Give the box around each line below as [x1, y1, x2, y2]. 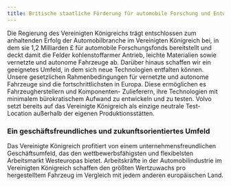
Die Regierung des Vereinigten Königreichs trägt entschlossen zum [7, 29, 197, 37]
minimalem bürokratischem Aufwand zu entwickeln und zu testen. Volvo [7, 94, 212, 103]
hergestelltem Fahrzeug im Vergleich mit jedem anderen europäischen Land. [7, 171, 223, 179]
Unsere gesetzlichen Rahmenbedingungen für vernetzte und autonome [7, 73, 209, 81]
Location [7, 109, 32, 117]
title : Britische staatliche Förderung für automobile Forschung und [7, 10, 211, 17]
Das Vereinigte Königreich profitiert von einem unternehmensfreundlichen [7, 141, 217, 150]
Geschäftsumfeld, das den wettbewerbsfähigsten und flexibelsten [7, 149, 194, 157]
